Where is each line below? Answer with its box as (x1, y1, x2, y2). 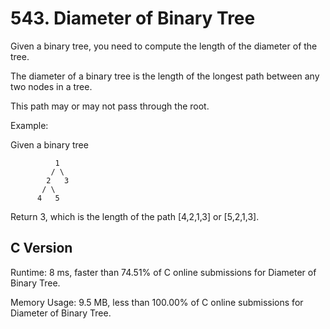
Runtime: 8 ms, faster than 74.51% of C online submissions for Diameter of (10, 266, 317, 278)
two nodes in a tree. (10, 80, 93, 92)
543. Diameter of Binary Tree (10, 7, 256, 30)
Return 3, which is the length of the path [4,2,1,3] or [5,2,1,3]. (10, 210, 260, 222)
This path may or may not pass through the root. (10, 100, 210, 112)
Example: (10, 119, 49, 131)
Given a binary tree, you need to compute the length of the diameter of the (10, 40, 318, 52)
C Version (10, 240, 73, 257)
